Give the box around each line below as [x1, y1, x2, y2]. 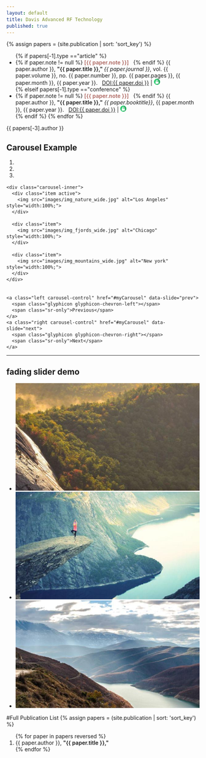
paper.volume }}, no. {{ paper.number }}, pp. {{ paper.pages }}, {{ [15, 72, 181, 79]
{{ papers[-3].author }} [6, 125, 64, 132]
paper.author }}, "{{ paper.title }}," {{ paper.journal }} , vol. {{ [15, 65, 169, 73]
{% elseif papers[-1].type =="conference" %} [15, 86, 131, 93]
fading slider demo [6, 366, 80, 377]
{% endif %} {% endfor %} [15, 112, 83, 120]
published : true [6, 23, 48, 29]
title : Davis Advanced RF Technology [6, 16, 103, 23]
